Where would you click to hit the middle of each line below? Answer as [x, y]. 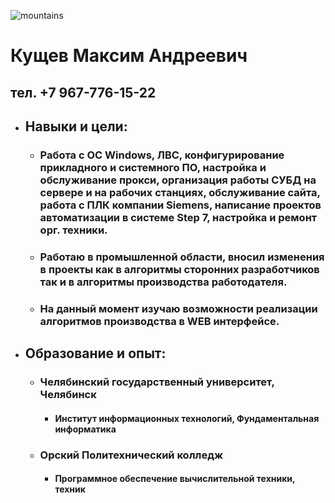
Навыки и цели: [76, 126]
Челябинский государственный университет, [157, 382]
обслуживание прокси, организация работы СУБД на [178, 180]
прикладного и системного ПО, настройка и [153, 167]
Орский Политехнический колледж [131, 455]
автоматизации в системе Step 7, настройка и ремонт [178, 217]
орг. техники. [73, 230]
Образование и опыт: [95, 353]
